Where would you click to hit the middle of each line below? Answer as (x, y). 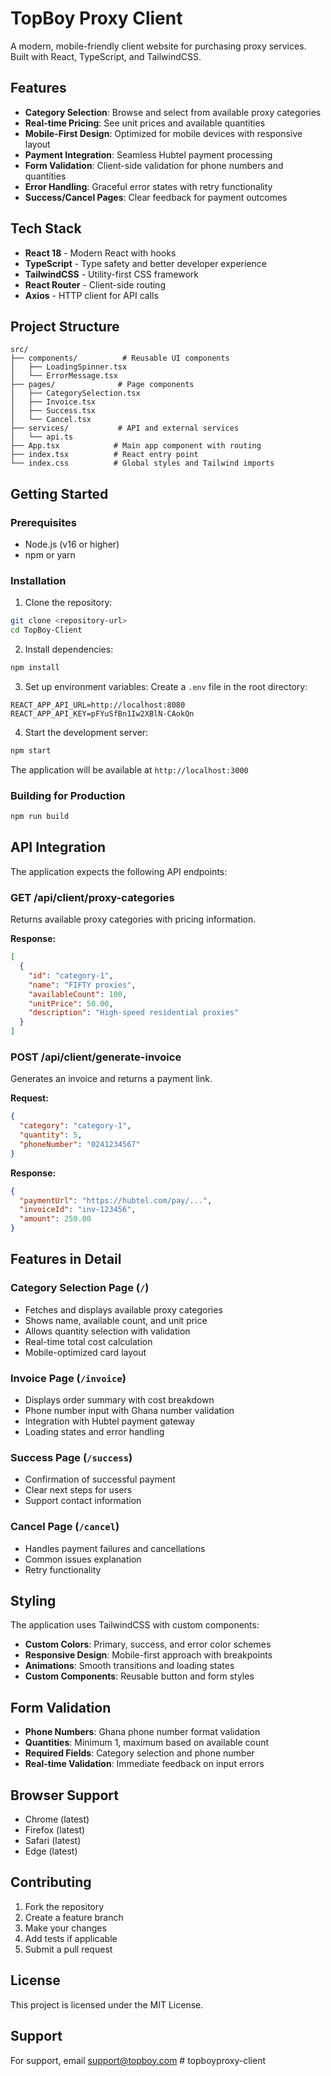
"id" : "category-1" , (71, 975)
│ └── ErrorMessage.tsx (64, 376)
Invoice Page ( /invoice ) (68, 1378)
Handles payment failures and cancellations (115, 1548)
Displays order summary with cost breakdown (119, 1400)
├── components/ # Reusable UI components (120, 358)
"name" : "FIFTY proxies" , (82, 985)
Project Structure (65, 326)
